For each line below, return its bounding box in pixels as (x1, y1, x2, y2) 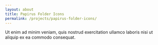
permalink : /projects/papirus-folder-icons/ (5, 16, 97, 21)
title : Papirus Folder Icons (5, 12, 64, 16)
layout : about (5, 7, 34, 12)
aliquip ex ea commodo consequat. (5, 34, 76, 40)
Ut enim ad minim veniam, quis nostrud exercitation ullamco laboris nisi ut (5, 30, 153, 35)
